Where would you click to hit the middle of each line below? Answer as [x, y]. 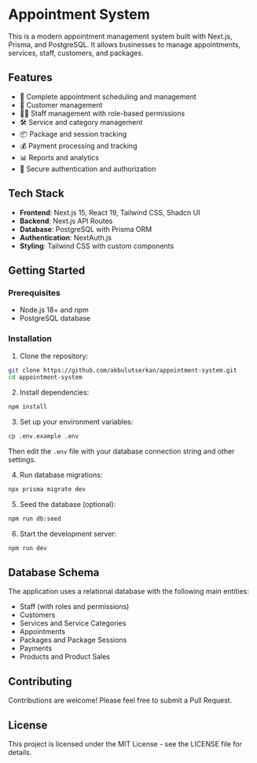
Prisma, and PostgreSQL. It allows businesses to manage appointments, [125, 44]
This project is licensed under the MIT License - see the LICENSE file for [125, 744]
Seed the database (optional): [68, 504]
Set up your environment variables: [76, 422]
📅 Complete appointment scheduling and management [108, 97]
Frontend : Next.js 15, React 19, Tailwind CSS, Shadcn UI [110, 212]
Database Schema [54, 572]
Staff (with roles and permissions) [74, 607]
